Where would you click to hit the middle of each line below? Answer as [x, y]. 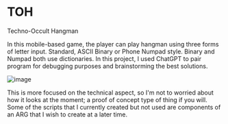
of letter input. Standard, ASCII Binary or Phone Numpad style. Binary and [111, 51]
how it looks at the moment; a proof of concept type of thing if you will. [107, 99]
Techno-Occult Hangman [43, 31]
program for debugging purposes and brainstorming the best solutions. [107, 66]
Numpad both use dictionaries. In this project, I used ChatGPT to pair [104, 58]
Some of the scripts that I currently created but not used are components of [114, 107]
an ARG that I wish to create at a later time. [67, 114]
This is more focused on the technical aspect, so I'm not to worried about [111, 92]
